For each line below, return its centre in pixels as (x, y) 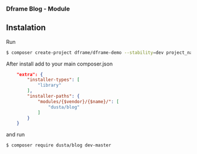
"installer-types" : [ (54, 80)
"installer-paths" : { (54, 96)
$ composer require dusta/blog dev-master (59, 145)
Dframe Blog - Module (38, 9)
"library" (49, 85)
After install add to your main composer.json (60, 64)
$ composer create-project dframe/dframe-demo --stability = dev (85, 52)
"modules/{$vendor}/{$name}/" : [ (78, 101)
